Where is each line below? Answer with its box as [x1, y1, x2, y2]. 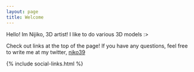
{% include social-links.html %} [6, 60, 83, 67]
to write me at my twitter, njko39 [6, 48, 86, 55]
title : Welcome [6, 14, 44, 20]
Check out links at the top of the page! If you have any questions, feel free [6, 42, 188, 49]
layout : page [6, 8, 39, 15]
